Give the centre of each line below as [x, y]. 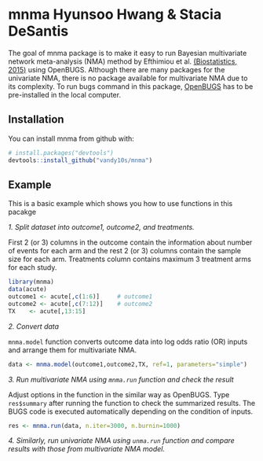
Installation [36, 120]
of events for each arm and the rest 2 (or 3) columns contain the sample [125, 251]
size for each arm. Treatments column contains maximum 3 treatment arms [130, 259]
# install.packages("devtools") [61, 153]
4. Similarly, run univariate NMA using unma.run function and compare [122, 441]
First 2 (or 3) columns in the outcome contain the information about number [130, 242]
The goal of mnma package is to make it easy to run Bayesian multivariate [128, 53]
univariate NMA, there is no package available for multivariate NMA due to [128, 78]
